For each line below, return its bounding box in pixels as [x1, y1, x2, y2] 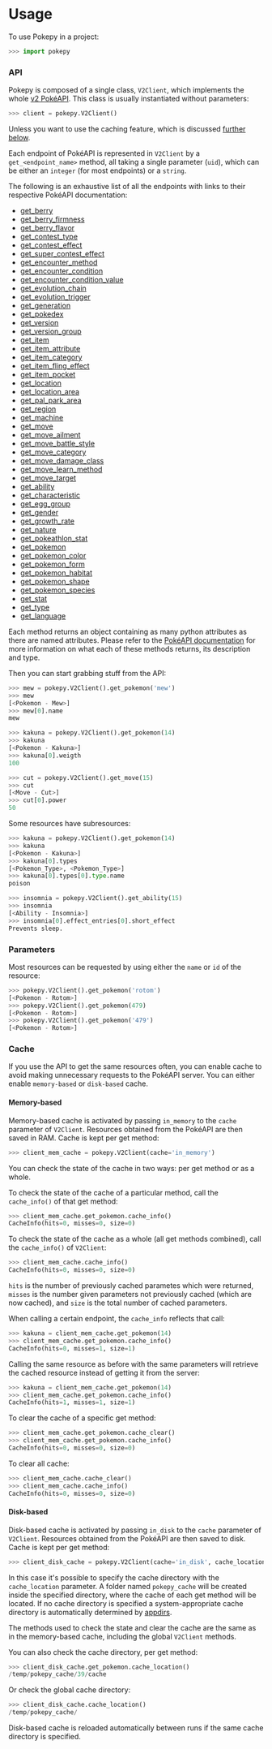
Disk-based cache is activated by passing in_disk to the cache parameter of [8, 1525, 261, 1535]
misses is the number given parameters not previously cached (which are [8, 1290, 253, 1299]
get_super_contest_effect [19, 248, 105, 258]
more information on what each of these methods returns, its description [8, 644, 251, 653]
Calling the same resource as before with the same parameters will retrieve [8, 1359, 259, 1368]
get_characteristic [19, 490, 81, 500]
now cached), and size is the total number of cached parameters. [8, 1298, 228, 1307]
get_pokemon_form [19, 559, 85, 569]
